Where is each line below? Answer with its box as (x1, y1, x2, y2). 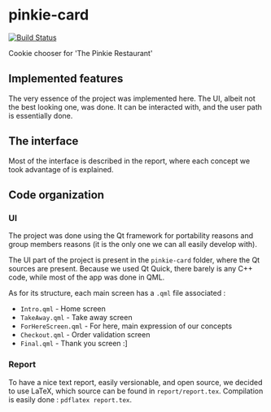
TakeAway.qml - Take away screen (20, 313, 133, 323)
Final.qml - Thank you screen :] (20, 339, 128, 349)
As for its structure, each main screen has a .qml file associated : (8, 288, 226, 298)
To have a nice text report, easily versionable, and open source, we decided (8, 377, 263, 387)
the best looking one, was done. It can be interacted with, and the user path (8, 102, 263, 111)
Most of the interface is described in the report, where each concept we (8, 156, 251, 166)
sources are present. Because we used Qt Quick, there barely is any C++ (8, 264, 254, 274)
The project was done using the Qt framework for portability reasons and (8, 231, 254, 241)
